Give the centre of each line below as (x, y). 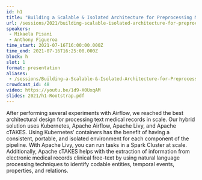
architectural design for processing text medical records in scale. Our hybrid (101, 119)
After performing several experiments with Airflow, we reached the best (95, 113)
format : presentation (33, 68)
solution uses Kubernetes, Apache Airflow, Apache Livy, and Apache (91, 126)
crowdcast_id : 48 (28, 85)
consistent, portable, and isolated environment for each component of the (98, 138)
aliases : (17, 73)
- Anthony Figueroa (33, 40)
